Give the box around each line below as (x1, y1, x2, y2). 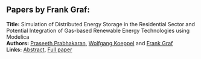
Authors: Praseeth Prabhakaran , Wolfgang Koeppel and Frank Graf (6, 39, 173, 46)
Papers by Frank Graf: (6, 5, 91, 15)
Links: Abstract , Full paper (6, 46, 72, 53)
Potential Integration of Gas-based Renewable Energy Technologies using (6, 27, 190, 34)
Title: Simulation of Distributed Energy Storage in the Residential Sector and (6, 20, 195, 27)
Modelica (6, 33, 30, 41)
